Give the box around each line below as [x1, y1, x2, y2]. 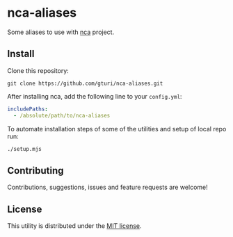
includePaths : [7, 106, 49, 113]
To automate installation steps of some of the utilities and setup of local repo [7, 124, 227, 133]
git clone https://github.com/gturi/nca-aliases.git [7, 80, 163, 87]
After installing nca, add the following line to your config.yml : [7, 92, 182, 100]
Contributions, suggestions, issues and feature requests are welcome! [7, 183, 208, 192]
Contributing [7, 165, 64, 177]
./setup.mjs [7, 145, 42, 152]
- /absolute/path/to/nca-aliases [13, 112, 111, 119]
